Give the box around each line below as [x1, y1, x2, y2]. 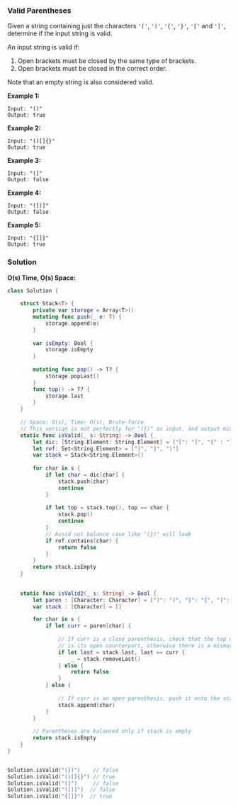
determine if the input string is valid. [7, 29, 113, 38]
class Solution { [7, 287, 59, 294]
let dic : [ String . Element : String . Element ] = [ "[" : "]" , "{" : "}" [33, 438, 236, 445]
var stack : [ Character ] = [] [33, 603, 122, 611]
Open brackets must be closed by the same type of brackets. [17, 57, 197, 65]
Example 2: [7, 124, 41, 132]
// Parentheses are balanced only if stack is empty [33, 728, 192, 735]
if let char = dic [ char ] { [45, 472, 125, 479]
